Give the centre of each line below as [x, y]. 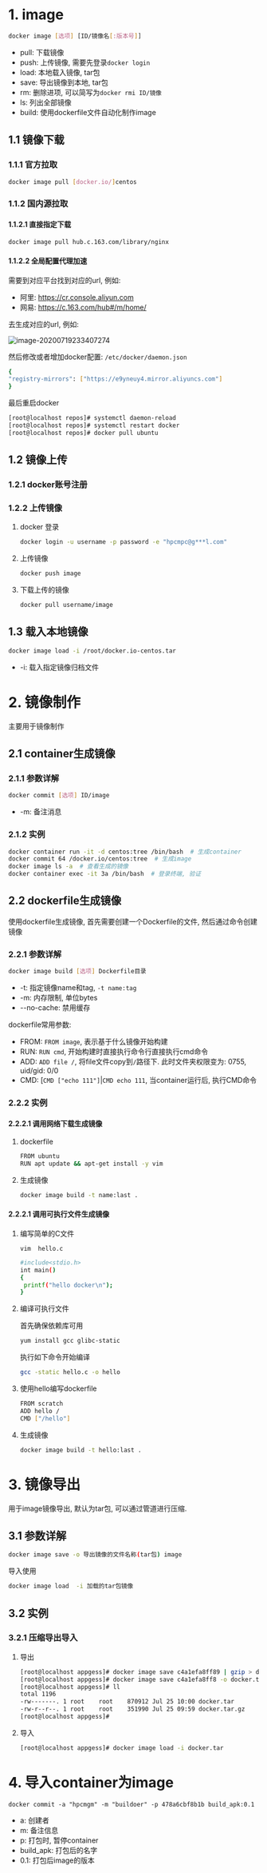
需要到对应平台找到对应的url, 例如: [65, 280]
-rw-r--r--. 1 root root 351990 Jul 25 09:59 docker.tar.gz [132, 1709]
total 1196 [38, 1694]
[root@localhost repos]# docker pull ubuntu [83, 433]
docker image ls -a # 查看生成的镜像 [69, 867]
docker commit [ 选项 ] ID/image [59, 796]
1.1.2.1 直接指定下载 [40, 224]
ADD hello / [39, 1411]
